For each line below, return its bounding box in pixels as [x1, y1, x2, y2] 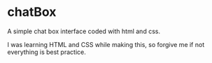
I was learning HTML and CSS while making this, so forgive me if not [7, 40, 205, 48]
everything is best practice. [7, 48, 86, 56]
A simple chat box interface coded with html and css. [7, 27, 161, 35]
